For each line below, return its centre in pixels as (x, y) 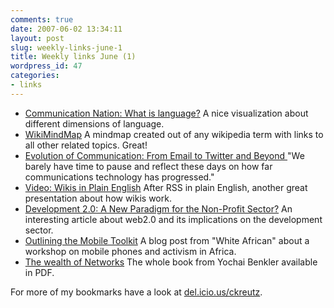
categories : (35, 76)
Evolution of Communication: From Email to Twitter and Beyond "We (164, 155)
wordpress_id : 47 (46, 66)
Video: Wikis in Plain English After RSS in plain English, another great (166, 187)
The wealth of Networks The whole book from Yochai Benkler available (171, 262)
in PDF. (39, 272)
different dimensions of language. (94, 123)
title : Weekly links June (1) (73, 57)
